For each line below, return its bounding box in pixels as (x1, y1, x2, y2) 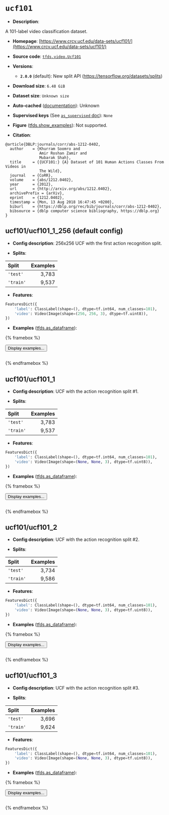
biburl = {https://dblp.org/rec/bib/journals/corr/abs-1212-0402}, (10, 204, 162, 209)
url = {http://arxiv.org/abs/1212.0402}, (10, 186, 112, 191)
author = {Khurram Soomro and (10, 146, 80, 151)
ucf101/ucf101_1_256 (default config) (5, 227, 123, 235)
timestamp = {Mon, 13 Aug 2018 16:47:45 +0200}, (10, 199, 114, 205)
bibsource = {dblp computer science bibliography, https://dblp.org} (10, 208, 159, 214)
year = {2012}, (10, 182, 53, 187)
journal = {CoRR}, (10, 173, 53, 178)
